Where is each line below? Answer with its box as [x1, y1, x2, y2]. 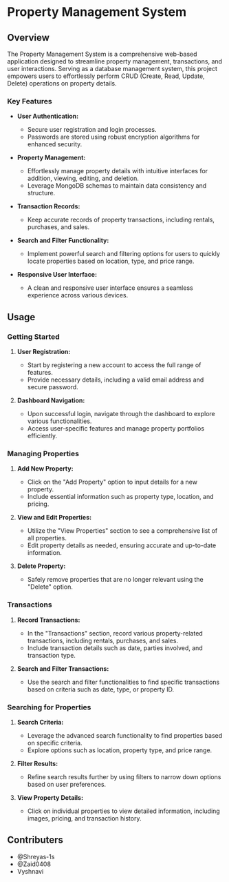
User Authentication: [17, 112, 79, 121]
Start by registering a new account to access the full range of [27, 360, 201, 369]
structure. [27, 189, 56, 197]
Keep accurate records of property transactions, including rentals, [27, 215, 215, 224]
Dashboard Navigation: [17, 396, 85, 404]
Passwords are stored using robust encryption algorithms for [27, 133, 200, 141]
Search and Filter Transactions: [17, 664, 109, 673]
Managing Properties [7, 449, 79, 458]
